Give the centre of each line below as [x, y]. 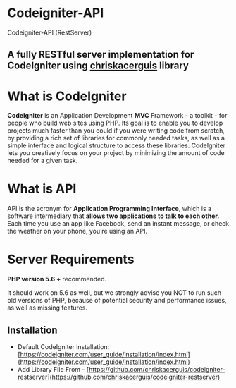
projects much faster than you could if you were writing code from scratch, [116, 131]
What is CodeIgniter [67, 96]
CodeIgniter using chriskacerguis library [98, 66]
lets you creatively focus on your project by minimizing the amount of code [116, 153]
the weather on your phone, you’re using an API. [77, 231]
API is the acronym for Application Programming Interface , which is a [110, 209]
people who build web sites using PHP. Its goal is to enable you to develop [115, 123]
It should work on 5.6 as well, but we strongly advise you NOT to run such [114, 293]
